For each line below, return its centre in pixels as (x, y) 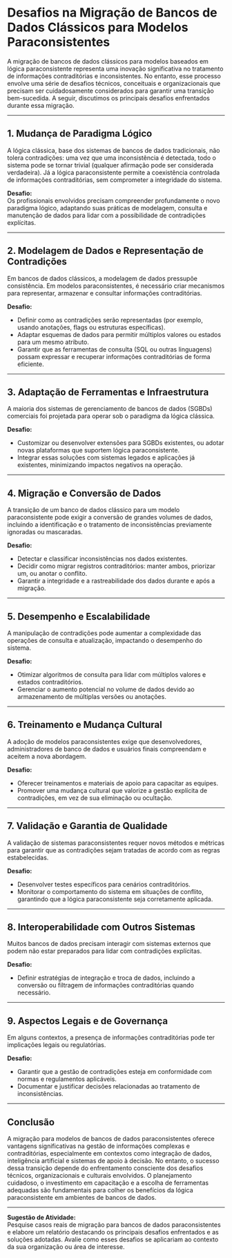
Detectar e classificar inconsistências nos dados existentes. (102, 559)
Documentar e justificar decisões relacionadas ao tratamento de (108, 1086)
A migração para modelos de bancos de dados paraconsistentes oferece (111, 1139)
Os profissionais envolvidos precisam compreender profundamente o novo (114, 200)
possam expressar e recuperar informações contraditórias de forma (114, 356)
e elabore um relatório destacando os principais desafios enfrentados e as (113, 1232)
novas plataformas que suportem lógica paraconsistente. (98, 450)
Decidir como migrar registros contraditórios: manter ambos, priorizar (116, 566)
